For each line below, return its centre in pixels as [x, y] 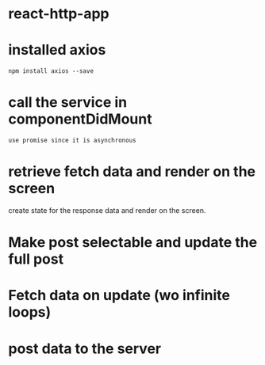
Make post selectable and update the [133, 243]
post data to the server [84, 348]
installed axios [57, 50]
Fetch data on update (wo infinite [119, 296]
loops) [30, 312]
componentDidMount [80, 119]
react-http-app [59, 14]
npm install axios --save [51, 71]
